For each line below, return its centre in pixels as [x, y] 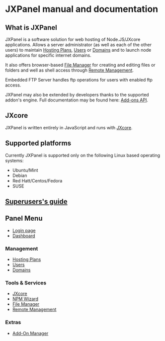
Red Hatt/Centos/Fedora [37, 180]
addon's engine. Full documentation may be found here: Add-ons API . [77, 100]
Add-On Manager [30, 333]
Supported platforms [38, 143]
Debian [20, 175]
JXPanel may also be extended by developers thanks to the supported [77, 95]
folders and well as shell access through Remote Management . [70, 70]
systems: [14, 161]
